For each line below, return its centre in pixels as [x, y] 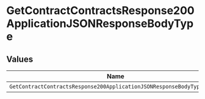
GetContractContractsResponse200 [100, 11]
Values [20, 59]
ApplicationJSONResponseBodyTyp [100, 24]
